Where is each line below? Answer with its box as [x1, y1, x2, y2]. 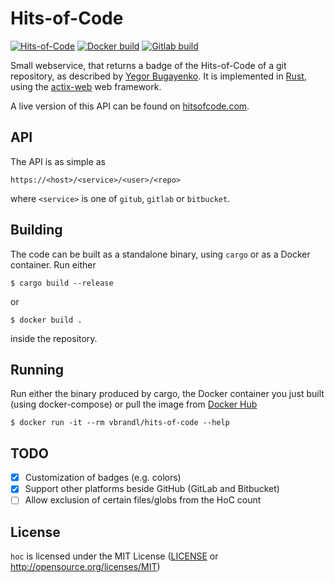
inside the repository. [10, 332, 98, 344]
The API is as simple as [10, 155, 106, 167]
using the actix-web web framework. [10, 80, 162, 92]
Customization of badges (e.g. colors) [24, 472, 182, 484]
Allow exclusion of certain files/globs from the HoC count [24, 494, 262, 506]
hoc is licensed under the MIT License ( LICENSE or [10, 550, 219, 562]
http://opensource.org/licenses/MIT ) [10, 561, 161, 573]
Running [10, 361, 65, 378]
